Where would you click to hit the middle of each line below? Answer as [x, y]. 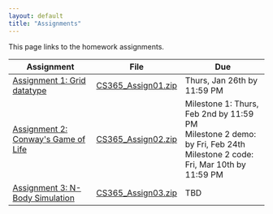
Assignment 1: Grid [50, 80]
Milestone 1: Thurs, [222, 104]
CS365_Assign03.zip [136, 193]
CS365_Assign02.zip [136, 139]
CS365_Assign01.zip [136, 85]
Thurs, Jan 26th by [221, 80]
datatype [30, 90]
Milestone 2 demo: [221, 134]
